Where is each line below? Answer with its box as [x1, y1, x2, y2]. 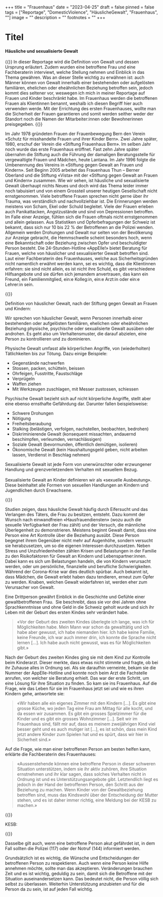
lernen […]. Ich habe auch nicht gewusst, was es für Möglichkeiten [17, 640, 151, 645]
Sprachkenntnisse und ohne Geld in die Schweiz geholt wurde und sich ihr [5, 604, 155, 610]
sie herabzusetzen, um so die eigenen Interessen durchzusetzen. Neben [5, 543, 151, 549]
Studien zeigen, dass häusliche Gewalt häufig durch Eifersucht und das [5, 506, 148, 512]
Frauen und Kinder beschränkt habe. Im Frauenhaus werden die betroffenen [5, 95, 158, 101]
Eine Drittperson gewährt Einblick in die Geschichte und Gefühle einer [5, 594, 145, 600]
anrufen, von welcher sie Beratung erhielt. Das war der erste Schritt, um [5, 675, 149, 681]
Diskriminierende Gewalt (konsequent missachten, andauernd [12, 431, 136, 437]
